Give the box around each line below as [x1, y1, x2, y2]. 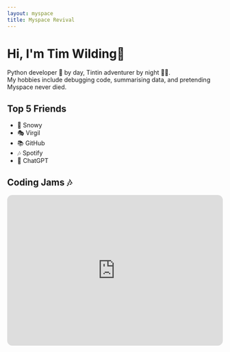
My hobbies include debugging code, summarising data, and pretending [7, 76, 211, 84]
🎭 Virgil [16, 129, 40, 137]
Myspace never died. [7, 83, 67, 91]
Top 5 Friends [7, 103, 67, 114]
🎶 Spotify [16, 149, 43, 158]
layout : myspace [7, 10, 53, 17]
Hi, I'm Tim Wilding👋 [7, 46, 125, 62]
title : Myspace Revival [7, 16, 75, 23]
